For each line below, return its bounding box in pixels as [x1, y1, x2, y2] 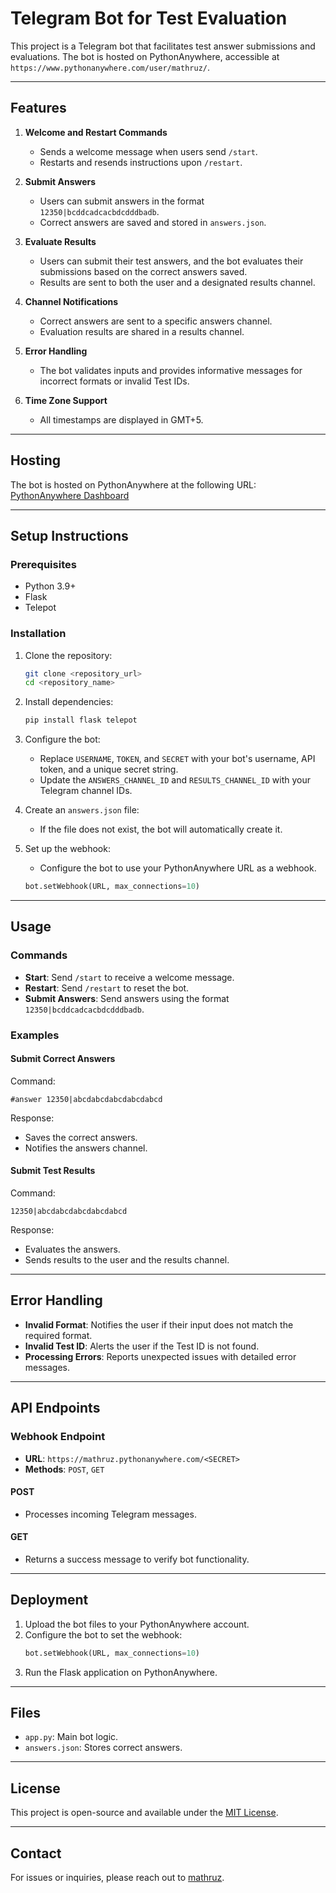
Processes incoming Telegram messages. [24, 1508, 197, 1520]
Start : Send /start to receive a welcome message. [24, 971, 235, 983]
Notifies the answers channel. [24, 1142, 148, 1154]
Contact [10, 1845, 62, 1862]
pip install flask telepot [24, 715, 138, 726]
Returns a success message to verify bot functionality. [24, 1553, 250, 1565]
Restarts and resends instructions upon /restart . [39, 156, 243, 168]
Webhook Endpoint [10, 1430, 106, 1444]
